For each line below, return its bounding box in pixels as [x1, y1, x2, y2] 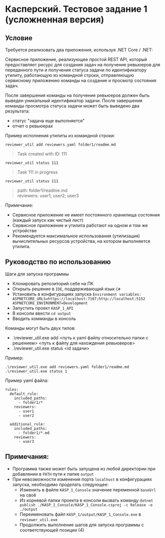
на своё [19, 492, 37, 498]
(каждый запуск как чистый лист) [12, 217, 84, 223]
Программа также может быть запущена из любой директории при [12, 466, 156, 472]
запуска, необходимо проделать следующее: [12, 482, 109, 487]
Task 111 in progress [17, 169, 58, 175]
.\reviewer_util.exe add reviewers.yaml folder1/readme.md [5, 364, 129, 370]
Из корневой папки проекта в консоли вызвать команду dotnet [19, 497, 153, 503]
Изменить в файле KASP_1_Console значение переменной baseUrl [19, 486, 157, 492]
